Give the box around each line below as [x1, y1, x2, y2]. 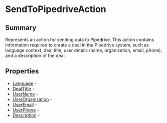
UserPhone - [12, 106, 39, 113]
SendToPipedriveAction [5, 3, 106, 15]
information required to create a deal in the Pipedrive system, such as [5, 42, 149, 48]
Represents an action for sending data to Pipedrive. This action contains [5, 36, 154, 42]
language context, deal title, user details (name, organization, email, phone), [5, 47, 162, 53]
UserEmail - [12, 101, 37, 107]
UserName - [12, 91, 39, 97]
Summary [5, 23, 37, 32]
